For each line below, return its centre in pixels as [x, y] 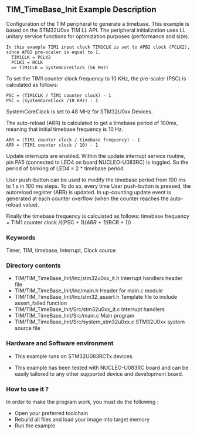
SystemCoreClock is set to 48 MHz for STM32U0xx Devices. [79, 112]
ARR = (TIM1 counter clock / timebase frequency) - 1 [73, 140]
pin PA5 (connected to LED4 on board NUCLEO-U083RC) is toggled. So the [97, 162]
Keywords [21, 237]
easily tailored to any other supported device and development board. [99, 374]
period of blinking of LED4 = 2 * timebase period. [65, 168]
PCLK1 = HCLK [27, 62]
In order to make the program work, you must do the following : [82, 402]
